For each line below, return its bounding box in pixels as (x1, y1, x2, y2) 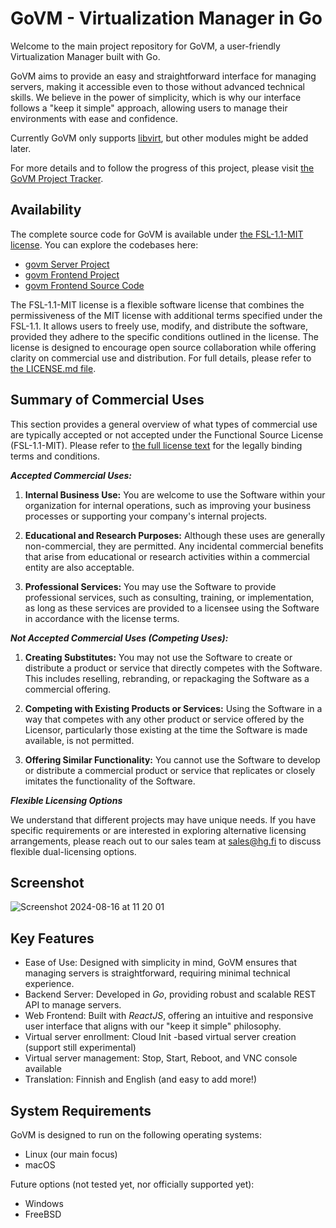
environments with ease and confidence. (10, 112, 179, 124)
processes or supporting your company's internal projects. (24, 510, 268, 522)
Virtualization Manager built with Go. (10, 50, 161, 62)
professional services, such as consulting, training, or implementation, (24, 591, 315, 603)
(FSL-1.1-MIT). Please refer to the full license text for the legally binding (10, 439, 303, 451)
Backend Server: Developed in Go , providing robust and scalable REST (24, 988, 317, 1001)
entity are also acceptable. (24, 561, 135, 573)
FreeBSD (24, 1208, 62, 1220)
